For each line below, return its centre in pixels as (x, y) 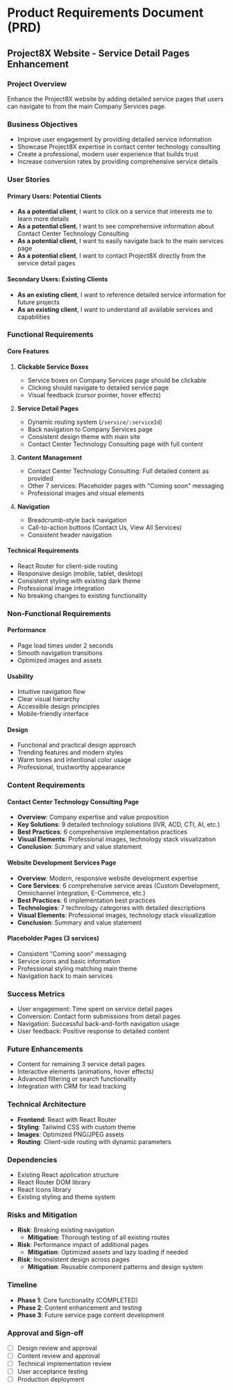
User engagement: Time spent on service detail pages (95, 1009)
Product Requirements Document (105, 13)
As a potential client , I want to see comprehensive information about (115, 226)
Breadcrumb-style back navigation (77, 520)
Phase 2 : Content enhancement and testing (79, 1307)
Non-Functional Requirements (59, 613)
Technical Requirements (43, 551)
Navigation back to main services (65, 976)
